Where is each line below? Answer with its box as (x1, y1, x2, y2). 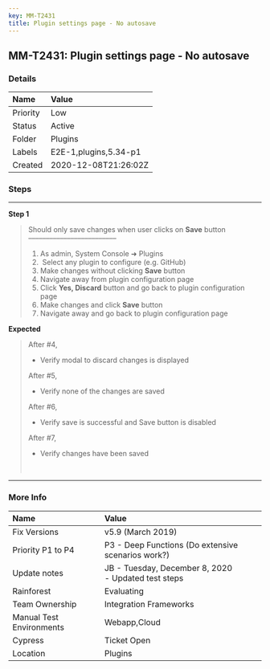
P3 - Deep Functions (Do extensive (104, 539, 239, 550)
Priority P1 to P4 (12, 544, 75, 555)
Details (8, 73, 37, 84)
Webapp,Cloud (104, 616, 161, 627)
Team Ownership (12, 598, 77, 610)
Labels (12, 146, 38, 157)
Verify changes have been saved (39, 449, 149, 459)
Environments (12, 622, 64, 633)
